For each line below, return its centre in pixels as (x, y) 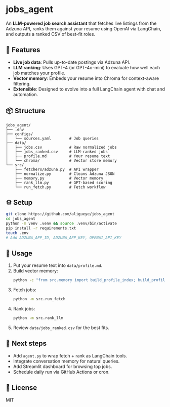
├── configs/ (19, 134)
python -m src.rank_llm (38, 318)
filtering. (22, 83)
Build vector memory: (35, 271)
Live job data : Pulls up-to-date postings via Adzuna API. (72, 62)
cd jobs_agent (21, 219)
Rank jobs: (24, 309)
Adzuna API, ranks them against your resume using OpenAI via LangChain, (83, 28)
